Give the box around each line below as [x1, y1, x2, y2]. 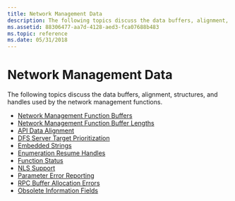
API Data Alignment [17, 126, 75, 135]
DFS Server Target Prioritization [17, 134, 110, 142]
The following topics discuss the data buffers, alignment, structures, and [7, 90, 218, 99]
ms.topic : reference [7, 30, 68, 37]
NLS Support [17, 164, 56, 173]
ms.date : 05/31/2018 [7, 37, 68, 44]
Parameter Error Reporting [17, 171, 95, 180]
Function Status [17, 157, 64, 165]
